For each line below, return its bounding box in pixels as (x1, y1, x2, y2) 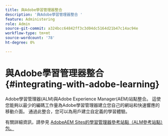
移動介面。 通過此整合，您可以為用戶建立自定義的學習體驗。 (5, 108, 130, 114)
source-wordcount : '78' (5, 36, 55, 41)
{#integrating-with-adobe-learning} (5, 78, 160, 90)
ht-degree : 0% (5, 40, 35, 45)
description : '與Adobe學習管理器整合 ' (5, 12, 83, 17)
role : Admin (5, 21, 30, 27)
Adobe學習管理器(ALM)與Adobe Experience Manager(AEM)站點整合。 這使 (5, 96, 161, 102)
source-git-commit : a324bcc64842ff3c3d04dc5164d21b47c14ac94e (5, 26, 138, 31)
